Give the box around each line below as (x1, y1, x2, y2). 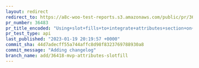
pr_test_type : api (5, 31, 51, 37)
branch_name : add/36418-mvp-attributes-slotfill (5, 53, 128, 59)
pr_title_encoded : (5, 25, 51, 31)
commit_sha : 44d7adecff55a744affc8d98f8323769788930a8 (5, 42, 144, 48)
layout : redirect (5, 8, 49, 15)
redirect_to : (5, 14, 38, 20)
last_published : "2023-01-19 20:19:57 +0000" (5, 36, 120, 42)
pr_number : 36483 (5, 20, 49, 25)
